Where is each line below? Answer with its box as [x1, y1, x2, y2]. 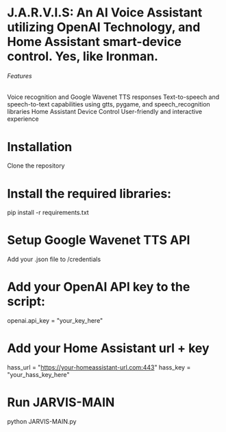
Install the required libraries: [7, 185, 172, 201]
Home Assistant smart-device [7, 34, 181, 49]
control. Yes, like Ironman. [7, 49, 159, 65]
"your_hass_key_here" [7, 371, 70, 379]
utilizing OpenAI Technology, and [7, 19, 201, 35]
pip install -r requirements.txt [7, 208, 89, 217]
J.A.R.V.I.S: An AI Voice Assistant [7, 5, 203, 21]
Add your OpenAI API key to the [7, 280, 190, 295]
